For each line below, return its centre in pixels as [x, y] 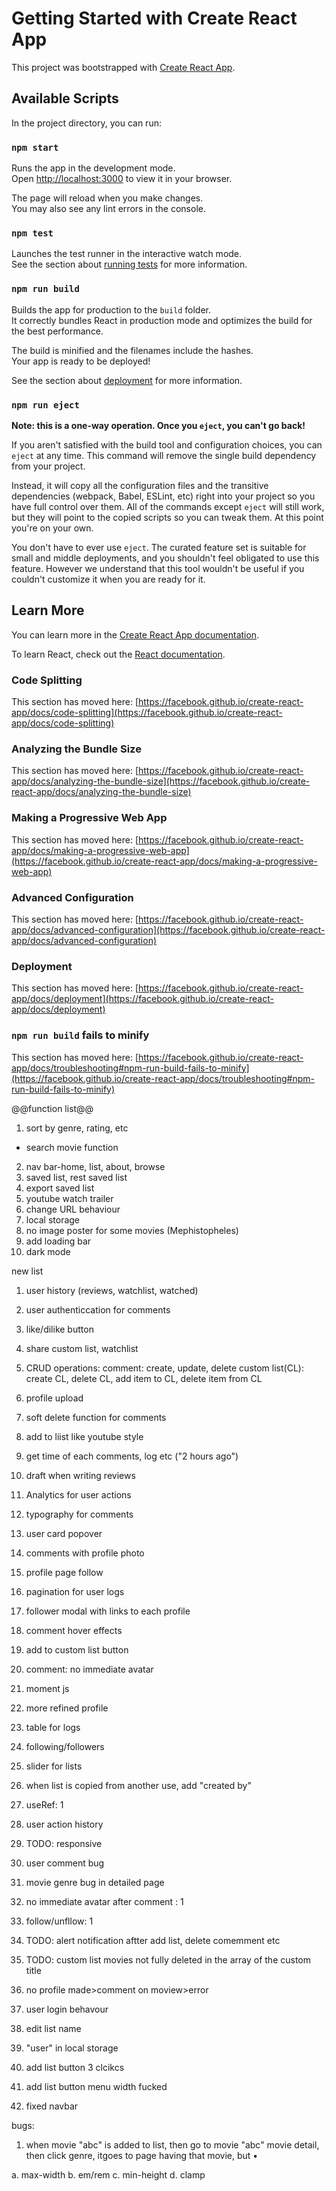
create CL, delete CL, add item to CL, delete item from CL [144, 1378]
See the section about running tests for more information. [129, 264]
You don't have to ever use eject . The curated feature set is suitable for [159, 547]
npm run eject [45, 405]
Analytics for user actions [78, 1494]
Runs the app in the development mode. [93, 168]
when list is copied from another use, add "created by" [138, 1785]
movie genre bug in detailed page [95, 1882]
